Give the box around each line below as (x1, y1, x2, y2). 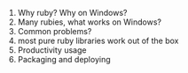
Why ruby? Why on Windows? (17, 8, 128, 18)
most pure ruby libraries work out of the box (17, 35, 179, 46)
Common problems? (17, 26, 92, 36)
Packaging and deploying (17, 55, 111, 64)
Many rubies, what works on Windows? (17, 17, 162, 27)
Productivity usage (17, 45, 87, 55)
